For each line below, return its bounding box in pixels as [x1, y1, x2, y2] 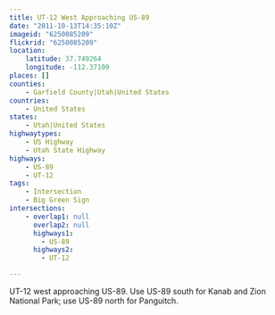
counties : [9, 79, 46, 88]
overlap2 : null [32, 220, 90, 229]
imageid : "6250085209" [9, 29, 94, 38]
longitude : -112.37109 [25, 63, 110, 72]
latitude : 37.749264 [25, 54, 102, 63]
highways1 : [32, 228, 74, 237]
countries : [9, 95, 50, 105]
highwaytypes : [9, 129, 62, 138]
